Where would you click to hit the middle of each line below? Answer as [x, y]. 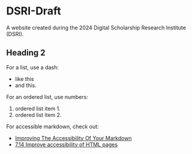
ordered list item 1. [38, 108]
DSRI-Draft [34, 11]
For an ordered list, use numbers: [47, 96]
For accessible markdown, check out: [52, 126]
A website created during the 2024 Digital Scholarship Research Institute [96, 28]
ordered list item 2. [38, 114]
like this [24, 78]
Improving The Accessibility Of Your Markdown [73, 138]
